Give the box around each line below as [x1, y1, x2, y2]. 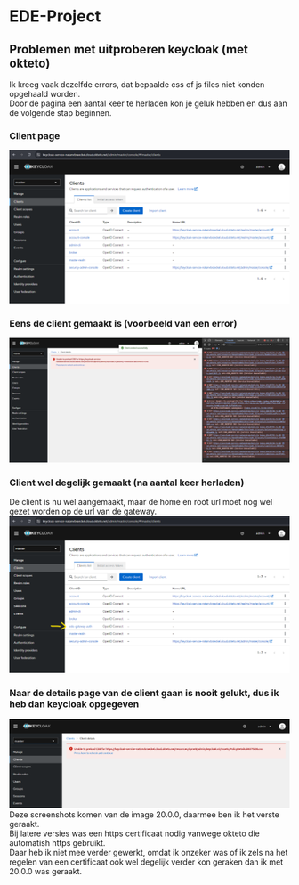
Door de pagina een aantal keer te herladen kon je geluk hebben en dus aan [9, 98, 287, 109]
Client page [9, 129, 61, 142]
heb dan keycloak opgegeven [9, 698, 140, 710]
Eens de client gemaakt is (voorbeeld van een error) [9, 317, 238, 329]
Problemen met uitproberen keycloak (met [9, 42, 249, 57]
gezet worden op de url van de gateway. [9, 506, 158, 517]
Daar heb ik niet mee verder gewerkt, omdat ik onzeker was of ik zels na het [9, 847, 288, 857]
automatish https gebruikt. [9, 837, 106, 848]
